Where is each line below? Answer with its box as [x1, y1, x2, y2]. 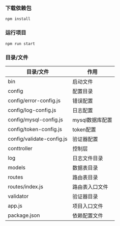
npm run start [5, 41, 36, 46]
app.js [8, 202, 23, 209]
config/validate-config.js [8, 135, 68, 142]
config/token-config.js [8, 125, 63, 133]
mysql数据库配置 [72, 116, 113, 123]
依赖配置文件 [72, 212, 103, 219]
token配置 [72, 126, 97, 133]
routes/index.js [8, 183, 43, 190]
